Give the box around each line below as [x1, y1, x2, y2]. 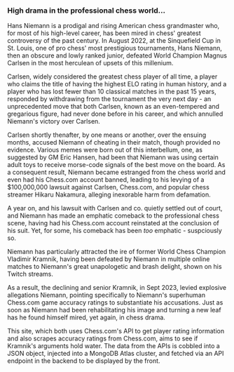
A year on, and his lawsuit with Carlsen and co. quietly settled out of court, [7, 204, 223, 213]
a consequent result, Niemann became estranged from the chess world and [7, 168, 226, 177]
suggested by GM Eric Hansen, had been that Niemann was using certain [7, 153, 219, 161]
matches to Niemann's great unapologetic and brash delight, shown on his [7, 263, 222, 271]
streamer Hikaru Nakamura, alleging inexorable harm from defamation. [7, 190, 212, 199]
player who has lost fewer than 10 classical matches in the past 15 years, [7, 87, 216, 96]
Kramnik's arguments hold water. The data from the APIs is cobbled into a [7, 342, 221, 350]
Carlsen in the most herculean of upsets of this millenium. [7, 59, 174, 67]
